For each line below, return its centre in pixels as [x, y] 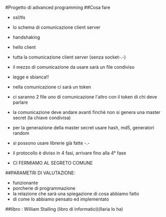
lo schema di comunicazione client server [56, 27]
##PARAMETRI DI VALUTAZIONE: [40, 173]
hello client [24, 47]
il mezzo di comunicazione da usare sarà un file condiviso [74, 67]
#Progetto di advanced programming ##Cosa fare [58, 7]
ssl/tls [19, 17]
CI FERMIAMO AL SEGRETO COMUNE [53, 163]
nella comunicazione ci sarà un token [52, 87]
